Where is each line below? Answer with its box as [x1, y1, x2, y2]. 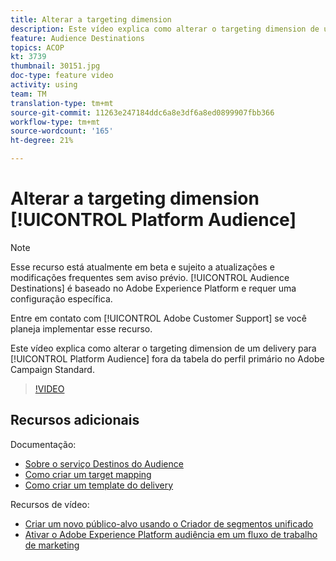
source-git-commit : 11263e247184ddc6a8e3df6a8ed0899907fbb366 [10, 107, 275, 118]
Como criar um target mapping [24, 468, 152, 480]
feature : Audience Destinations [10, 33, 145, 43]
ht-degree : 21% [10, 136, 74, 146]
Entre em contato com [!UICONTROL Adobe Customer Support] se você [10, 312, 307, 324]
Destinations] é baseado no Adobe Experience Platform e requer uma [10, 282, 297, 294]
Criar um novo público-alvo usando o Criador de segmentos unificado [24, 517, 314, 530]
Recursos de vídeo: [10, 498, 90, 510]
